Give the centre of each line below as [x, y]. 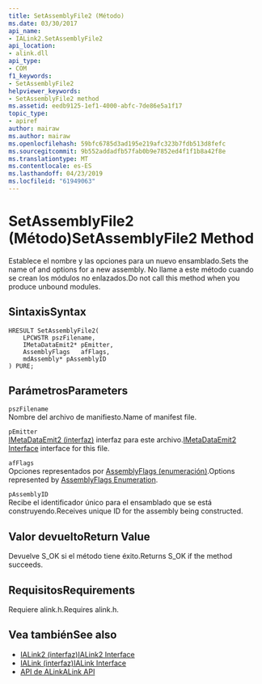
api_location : [32, 46]
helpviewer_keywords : [45, 91]
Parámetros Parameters [68, 391]
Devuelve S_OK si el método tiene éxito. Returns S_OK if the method [120, 556]
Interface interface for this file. [59, 449]
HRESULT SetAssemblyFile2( [54, 331]
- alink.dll [28, 53]
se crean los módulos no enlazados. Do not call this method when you [124, 278]
